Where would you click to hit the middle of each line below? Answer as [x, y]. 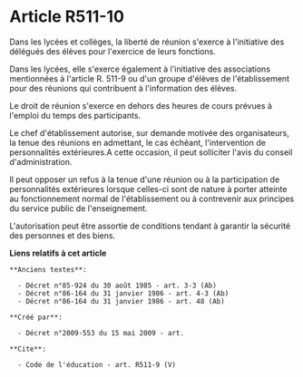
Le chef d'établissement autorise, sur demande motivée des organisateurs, [150, 132]
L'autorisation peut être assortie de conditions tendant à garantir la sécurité [150, 226]
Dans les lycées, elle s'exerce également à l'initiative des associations [140, 69]
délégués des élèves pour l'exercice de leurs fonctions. [112, 51]
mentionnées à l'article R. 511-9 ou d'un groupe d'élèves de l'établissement [150, 78]
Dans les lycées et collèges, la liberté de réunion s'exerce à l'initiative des [147, 42]
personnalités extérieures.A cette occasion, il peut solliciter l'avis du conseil [151, 152]
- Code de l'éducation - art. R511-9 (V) [97, 364]
